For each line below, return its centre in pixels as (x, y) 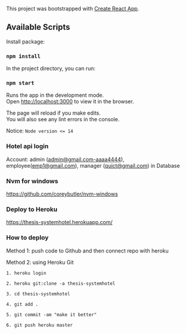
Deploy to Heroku (32, 209)
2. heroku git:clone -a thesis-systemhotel (61, 283)
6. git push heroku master (40, 325)
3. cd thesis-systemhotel (38, 294)
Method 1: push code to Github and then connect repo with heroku (88, 250)
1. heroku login (26, 273)
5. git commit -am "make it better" (51, 314)
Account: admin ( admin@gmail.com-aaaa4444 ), (65, 159)
